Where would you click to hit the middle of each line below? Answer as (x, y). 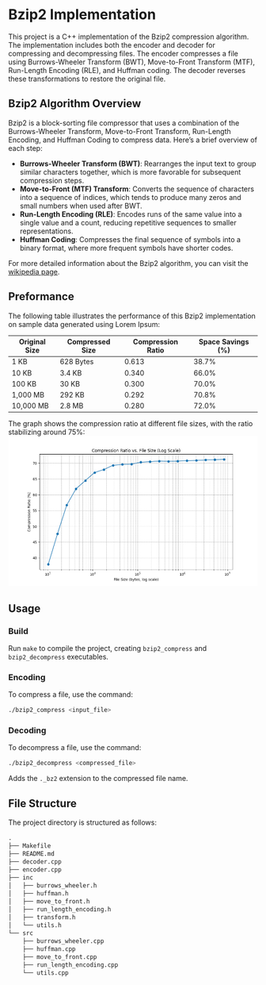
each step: (25, 148)
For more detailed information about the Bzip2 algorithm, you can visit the (128, 263)
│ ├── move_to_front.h (49, 902)
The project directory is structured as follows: (82, 822)
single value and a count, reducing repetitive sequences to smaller (128, 222)
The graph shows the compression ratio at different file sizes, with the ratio (131, 423)
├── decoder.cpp (35, 862)
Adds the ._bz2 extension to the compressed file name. (98, 779)
